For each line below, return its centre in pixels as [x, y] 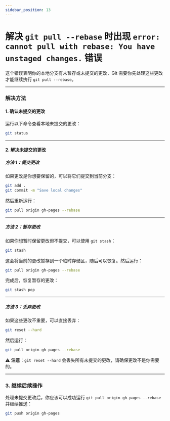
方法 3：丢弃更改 [23, 307]
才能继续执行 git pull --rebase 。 [41, 79]
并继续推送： [18, 404]
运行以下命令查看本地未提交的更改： [43, 123]
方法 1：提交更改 [22, 162]
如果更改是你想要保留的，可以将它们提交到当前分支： [61, 176]
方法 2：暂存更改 [23, 227]
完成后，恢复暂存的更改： [32, 280]
